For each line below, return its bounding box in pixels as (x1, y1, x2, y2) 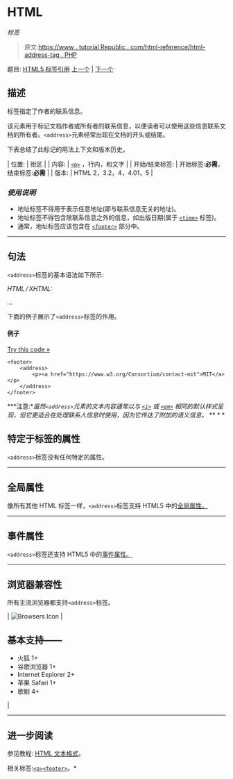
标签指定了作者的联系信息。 (7, 107, 87, 115)
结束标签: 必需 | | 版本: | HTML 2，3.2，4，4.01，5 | (7, 168, 153, 177)
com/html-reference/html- (130, 42, 206, 51)
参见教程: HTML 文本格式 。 (7, 749, 85, 757)
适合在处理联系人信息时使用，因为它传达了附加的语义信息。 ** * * (37, 411, 225, 419)
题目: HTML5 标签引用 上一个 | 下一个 (7, 65, 114, 73)
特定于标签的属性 (7, 433, 80, 445)
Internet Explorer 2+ (17, 671, 75, 679)
